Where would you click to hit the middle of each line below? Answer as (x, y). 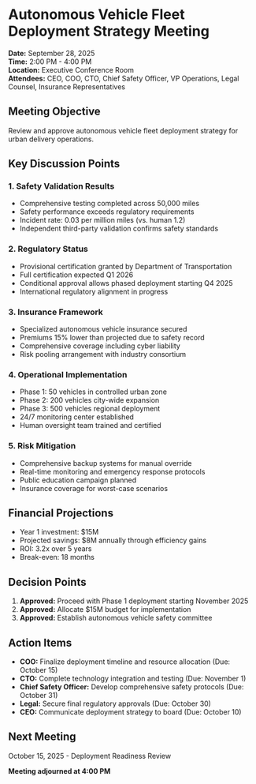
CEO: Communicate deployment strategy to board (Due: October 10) (130, 712)
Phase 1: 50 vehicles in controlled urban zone (93, 392)
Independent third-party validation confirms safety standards (119, 229)
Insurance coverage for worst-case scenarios (93, 488)
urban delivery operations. (51, 139)
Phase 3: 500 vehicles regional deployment (90, 409)
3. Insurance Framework (56, 312)
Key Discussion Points (64, 164)
